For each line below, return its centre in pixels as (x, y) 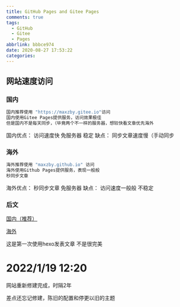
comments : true (25, 17)
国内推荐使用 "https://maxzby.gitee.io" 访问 (58, 112)
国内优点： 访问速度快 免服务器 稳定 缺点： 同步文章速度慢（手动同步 (90, 135)
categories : (21, 56)
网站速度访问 (30, 81)
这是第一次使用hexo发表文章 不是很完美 (54, 244)
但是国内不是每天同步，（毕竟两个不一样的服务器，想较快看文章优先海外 (80, 123)
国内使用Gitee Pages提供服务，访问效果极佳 (54, 118)
